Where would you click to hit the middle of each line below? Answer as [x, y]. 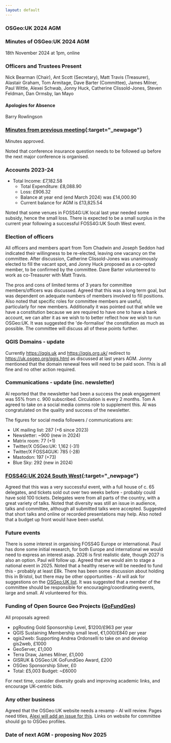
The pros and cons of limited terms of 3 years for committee [69, 285]
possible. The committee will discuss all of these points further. [72, 329]
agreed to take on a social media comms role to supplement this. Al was [81, 405]
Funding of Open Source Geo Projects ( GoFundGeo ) [70, 606]
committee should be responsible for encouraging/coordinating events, [80, 587]
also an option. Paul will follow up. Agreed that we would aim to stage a [80, 560]
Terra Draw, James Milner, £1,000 [48, 654]
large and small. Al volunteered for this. [46, 593]
